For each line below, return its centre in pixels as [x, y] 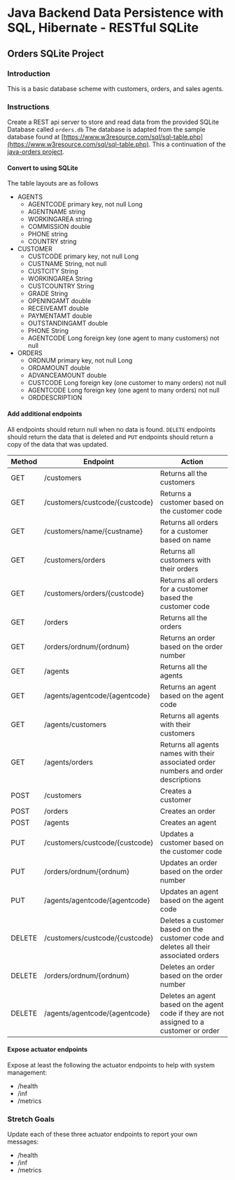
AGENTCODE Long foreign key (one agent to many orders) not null [124, 391]
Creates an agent [188, 822]
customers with [185, 560]
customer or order [190, 1030]
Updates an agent [189, 892]
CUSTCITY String [53, 272]
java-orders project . [36, 152]
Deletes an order [187, 967]
